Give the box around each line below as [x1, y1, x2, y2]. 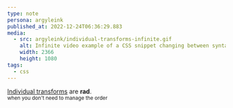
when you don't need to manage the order [7, 94, 108, 101]
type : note [7, 10, 39, 17]
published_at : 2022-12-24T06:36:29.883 [7, 23, 123, 30]
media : [7, 29, 26, 37]
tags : [7, 62, 23, 69]
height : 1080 [19, 55, 58, 62]
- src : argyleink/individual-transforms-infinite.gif [13, 36, 172, 43]
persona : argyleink [7, 17, 64, 24]
